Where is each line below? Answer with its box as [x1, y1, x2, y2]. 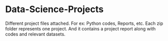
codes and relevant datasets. [5, 31, 66, 37]
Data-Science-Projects [5, 4, 104, 15]
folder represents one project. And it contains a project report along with [5, 25, 156, 31]
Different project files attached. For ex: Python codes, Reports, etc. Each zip [5, 20, 163, 26]
